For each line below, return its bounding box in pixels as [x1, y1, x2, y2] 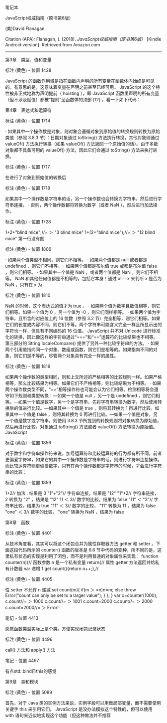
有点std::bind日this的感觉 [5, 668, 57, 674]
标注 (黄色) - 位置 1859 [5, 480, 51, 485]
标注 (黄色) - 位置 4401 [5, 530, 52, 536]
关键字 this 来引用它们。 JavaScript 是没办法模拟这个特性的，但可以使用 [5, 706, 153, 712]
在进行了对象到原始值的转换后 [5, 175, 66, 181]
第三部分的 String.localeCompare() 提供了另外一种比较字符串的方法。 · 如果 [5, 341, 160, 346]
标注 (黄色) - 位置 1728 [5, 219, 51, 224]
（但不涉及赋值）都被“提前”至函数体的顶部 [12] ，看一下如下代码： [5, 97, 141, 102]
